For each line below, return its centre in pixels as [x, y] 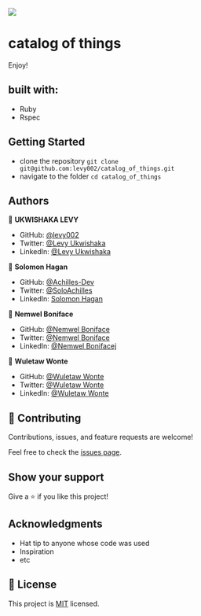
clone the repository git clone [69, 160]
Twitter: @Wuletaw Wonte [62, 385]
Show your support [56, 477]
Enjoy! [18, 65]
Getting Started [47, 142]
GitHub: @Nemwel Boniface [64, 330]
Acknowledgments [56, 524]
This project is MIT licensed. [54, 603]
